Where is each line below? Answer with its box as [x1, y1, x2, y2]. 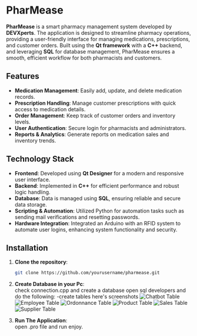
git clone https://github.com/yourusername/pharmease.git [14, 270, 160, 276]
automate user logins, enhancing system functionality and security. [14, 226, 178, 233]
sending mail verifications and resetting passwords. [14, 213, 140, 221]
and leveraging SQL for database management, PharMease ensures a [6, 48, 175, 55]
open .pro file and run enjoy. [14, 323, 84, 330]
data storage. [14, 201, 47, 208]
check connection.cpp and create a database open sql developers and [14, 287, 186, 294]
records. [14, 93, 35, 100]
